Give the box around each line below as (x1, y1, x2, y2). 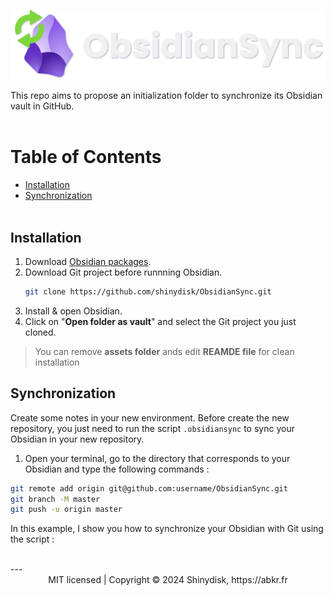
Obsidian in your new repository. (10, 433, 145, 445)
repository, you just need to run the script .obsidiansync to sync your (10, 422, 295, 434)
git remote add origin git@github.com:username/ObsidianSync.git (10, 483, 288, 494)
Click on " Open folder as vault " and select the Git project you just (24, 315, 297, 327)
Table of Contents (10, 146, 162, 169)
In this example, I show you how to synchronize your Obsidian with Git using (10, 523, 324, 535)
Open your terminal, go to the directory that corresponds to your (24, 452, 291, 464)
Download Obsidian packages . (24, 255, 152, 267)
